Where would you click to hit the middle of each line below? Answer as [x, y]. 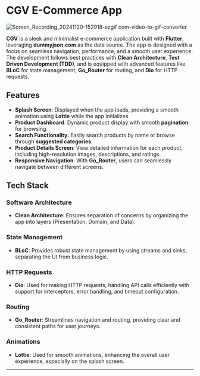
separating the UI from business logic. [62, 257]
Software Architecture [39, 202]
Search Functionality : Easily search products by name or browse [95, 135]
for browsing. [31, 128]
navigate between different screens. [59, 167]
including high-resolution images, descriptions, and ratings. [88, 154]
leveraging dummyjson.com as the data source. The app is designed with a [99, 45]
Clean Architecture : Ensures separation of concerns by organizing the [101, 215]
